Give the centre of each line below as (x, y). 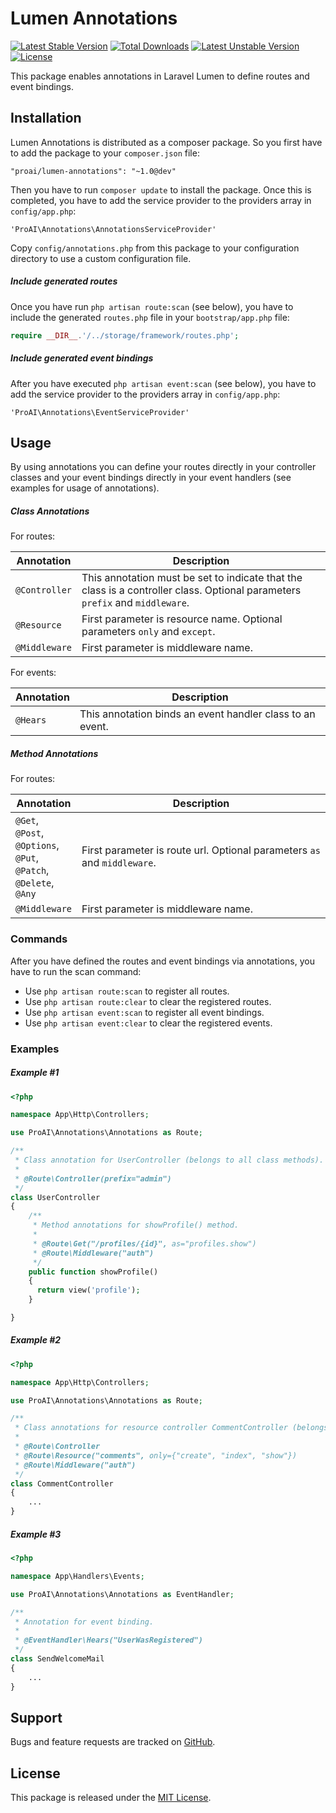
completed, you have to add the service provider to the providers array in (161, 200)
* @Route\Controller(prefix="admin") (93, 1178)
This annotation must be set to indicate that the (192, 578)
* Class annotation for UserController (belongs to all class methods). (169, 1160)
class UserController (55, 1197)
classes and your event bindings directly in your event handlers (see (151, 478)
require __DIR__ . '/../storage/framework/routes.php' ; (125, 335)
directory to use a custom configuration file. (101, 258)
